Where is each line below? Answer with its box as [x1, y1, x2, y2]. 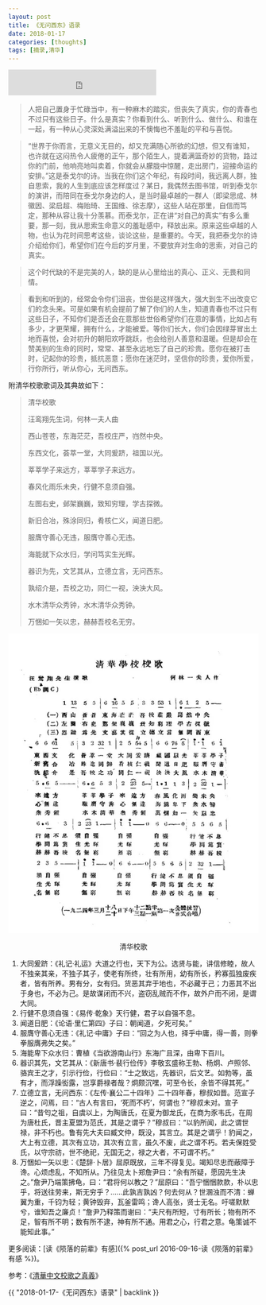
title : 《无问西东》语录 [8, 21, 81, 29]
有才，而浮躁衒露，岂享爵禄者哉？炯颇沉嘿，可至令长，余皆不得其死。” [19, 1078, 249, 1088]
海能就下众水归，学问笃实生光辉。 [27, 549, 140, 560]
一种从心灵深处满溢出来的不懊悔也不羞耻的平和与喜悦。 [55, 124, 237, 134]
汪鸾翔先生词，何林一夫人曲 [27, 414, 119, 424]
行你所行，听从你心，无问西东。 [27, 364, 133, 374]
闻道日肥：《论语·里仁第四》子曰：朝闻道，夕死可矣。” [19, 1018, 192, 1028]
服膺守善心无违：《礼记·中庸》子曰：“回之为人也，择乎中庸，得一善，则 [19, 1028, 252, 1038]
